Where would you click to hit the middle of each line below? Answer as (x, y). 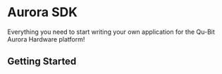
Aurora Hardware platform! (46, 39)
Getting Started (42, 62)
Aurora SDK (42, 12)
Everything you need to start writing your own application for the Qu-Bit (111, 32)
